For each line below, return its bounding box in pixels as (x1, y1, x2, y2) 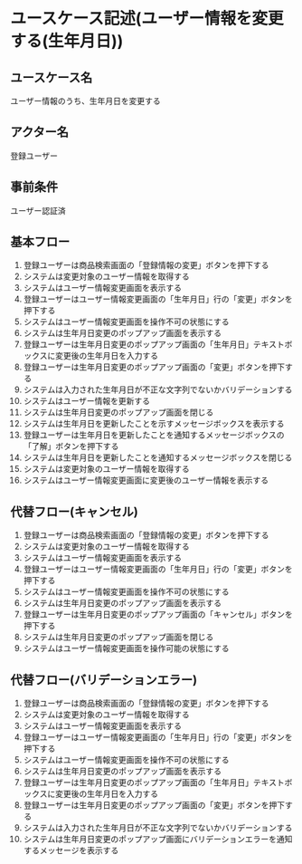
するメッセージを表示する (23, 845, 119, 856)
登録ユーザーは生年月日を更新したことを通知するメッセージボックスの (23, 429, 285, 440)
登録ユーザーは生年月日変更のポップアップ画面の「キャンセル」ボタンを (23, 609, 293, 620)
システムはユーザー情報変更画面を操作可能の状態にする (23, 643, 230, 654)
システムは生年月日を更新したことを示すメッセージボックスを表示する (23, 418, 285, 429)
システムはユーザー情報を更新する (23, 396, 151, 407)
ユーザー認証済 (10, 205, 66, 216)
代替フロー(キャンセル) (10, 504, 138, 519)
